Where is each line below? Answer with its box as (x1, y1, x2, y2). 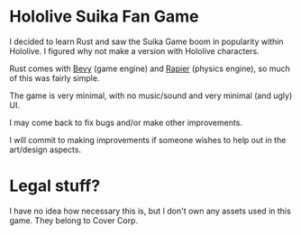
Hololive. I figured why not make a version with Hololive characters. (9, 45, 260, 56)
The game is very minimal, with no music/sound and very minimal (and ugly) (9, 90, 293, 101)
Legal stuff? (9, 176, 101, 196)
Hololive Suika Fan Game (9, 6, 199, 27)
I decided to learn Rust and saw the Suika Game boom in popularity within (9, 36, 284, 47)
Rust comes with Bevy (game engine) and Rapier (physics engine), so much (9, 63, 291, 74)
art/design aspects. (9, 144, 82, 155)
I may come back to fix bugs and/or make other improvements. (9, 117, 243, 128)
